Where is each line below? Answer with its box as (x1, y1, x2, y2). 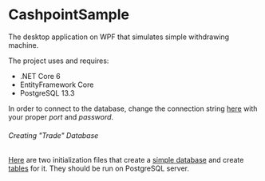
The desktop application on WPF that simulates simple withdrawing (8, 32, 230, 41)
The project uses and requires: (8, 56, 109, 65)
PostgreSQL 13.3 (19, 88, 75, 97)
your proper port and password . (8, 112, 114, 121)
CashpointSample (8, 6, 130, 24)
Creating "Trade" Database (8, 130, 99, 140)
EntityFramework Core (19, 80, 94, 89)
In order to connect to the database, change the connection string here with (8, 104, 258, 113)
